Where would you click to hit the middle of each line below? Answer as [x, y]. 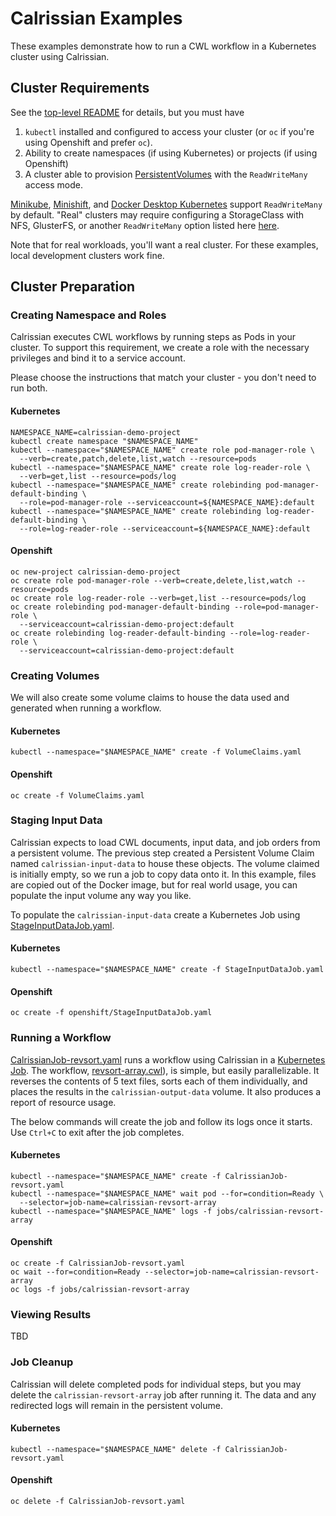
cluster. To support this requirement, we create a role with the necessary [160, 348]
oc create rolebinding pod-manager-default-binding [120, 607]
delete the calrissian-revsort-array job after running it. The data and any [163, 1394]
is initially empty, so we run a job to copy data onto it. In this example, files [163, 874]
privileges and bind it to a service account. [98, 358]
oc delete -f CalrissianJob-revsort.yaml [98, 1501]
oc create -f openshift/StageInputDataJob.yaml [111, 1013]
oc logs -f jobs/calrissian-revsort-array [100, 1289]
